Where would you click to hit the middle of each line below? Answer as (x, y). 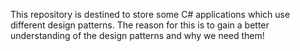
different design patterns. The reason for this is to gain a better (140, 25)
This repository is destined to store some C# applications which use (150, 14)
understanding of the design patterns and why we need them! (137, 35)
